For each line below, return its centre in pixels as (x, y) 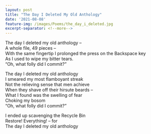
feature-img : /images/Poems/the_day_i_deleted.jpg (59, 24)
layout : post (19, 10)
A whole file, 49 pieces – (31, 48)
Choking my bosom (25, 100)
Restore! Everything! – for (31, 121)
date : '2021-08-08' (26, 19)
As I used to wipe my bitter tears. (39, 59)
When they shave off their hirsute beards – (49, 90)
